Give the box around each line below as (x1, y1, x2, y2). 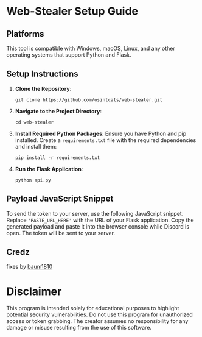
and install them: (15, 143, 57, 150)
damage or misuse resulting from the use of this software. (6, 324, 152, 332)
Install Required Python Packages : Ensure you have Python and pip (15, 130, 187, 137)
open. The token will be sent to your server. (6, 229, 116, 236)
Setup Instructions (6, 69, 78, 79)
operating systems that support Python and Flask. (6, 51, 132, 59)
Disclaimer (6, 285, 62, 298)
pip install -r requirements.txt (15, 154, 100, 161)
